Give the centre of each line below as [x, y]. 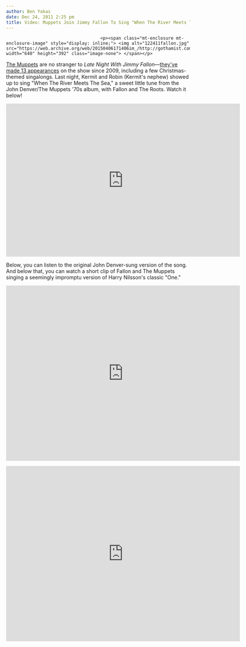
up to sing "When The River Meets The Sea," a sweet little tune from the [93, 83]
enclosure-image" [27, 44]
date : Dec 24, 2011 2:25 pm [40, 17]
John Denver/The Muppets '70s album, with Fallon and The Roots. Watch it [96, 89]
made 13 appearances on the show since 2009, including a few [82, 71]
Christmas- [173, 71]
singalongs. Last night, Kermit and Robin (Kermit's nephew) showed [107, 77]
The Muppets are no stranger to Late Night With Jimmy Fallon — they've [92, 64]
